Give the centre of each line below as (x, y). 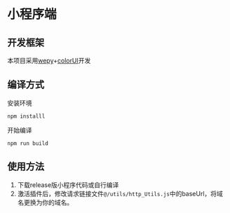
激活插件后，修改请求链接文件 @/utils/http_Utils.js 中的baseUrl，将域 (120, 193)
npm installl (26, 116)
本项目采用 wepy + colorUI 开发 (49, 61)
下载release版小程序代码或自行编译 (68, 185)
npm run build (28, 143)
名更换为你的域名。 (45, 202)
